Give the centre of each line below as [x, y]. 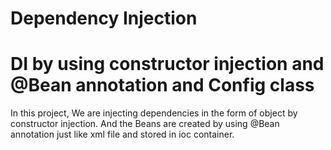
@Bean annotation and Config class [162, 85]
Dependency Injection [104, 18]
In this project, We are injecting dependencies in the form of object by [154, 113]
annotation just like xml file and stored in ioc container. [122, 134]
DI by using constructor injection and [167, 64]
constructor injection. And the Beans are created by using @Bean [145, 124]
